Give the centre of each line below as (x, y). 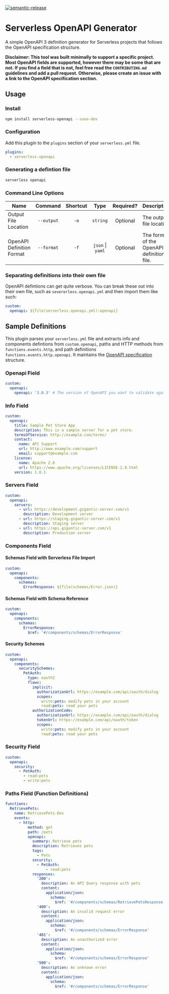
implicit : (42, 687)
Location (18, 227)
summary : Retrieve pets (57, 841)
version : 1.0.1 (30, 472)
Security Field (23, 747)
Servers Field (22, 485)
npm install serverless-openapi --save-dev (52, 119)
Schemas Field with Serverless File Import (50, 558)
